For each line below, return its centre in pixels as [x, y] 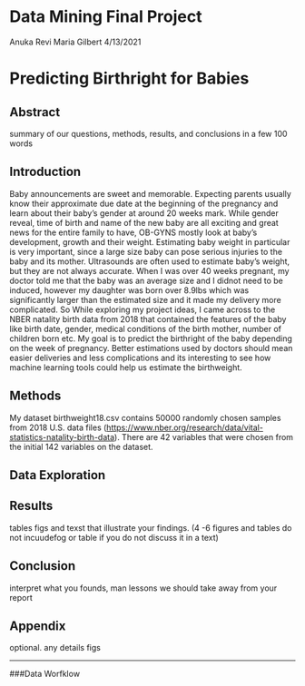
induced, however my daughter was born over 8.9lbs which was [129, 290]
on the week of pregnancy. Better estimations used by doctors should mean [151, 348]
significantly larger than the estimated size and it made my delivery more [145, 299]
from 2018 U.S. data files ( [58, 427]
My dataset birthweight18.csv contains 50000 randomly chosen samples [145, 417]
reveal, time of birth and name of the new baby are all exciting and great [144, 222]
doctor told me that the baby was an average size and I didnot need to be [147, 280]
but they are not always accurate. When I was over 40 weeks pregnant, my [149, 270]
